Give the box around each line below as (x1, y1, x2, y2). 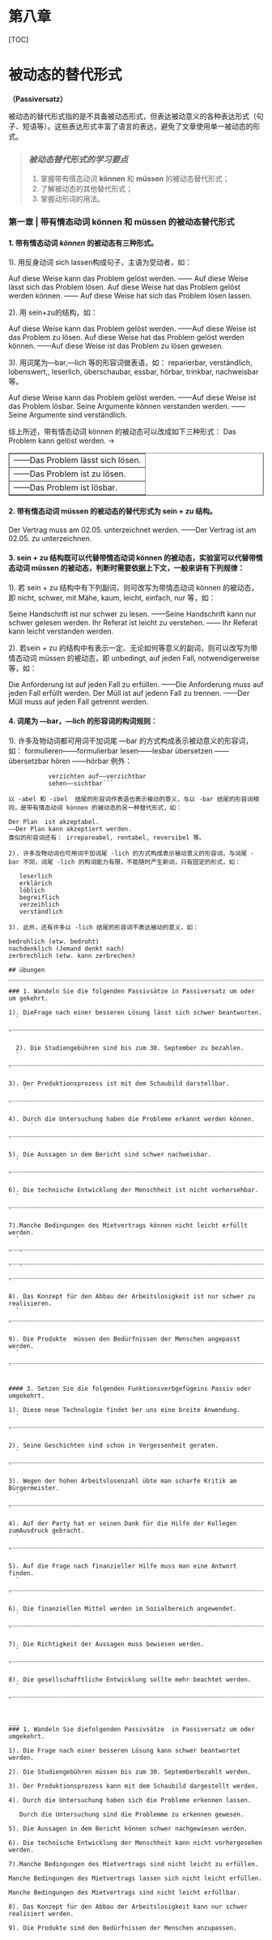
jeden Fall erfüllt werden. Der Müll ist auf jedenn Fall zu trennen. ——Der (8, 688, 250, 697)
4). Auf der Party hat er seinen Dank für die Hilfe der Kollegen (8, 1519, 237, 1527)
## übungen (8, 966, 45, 974)
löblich (19, 886, 45, 895)
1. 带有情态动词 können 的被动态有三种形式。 (8, 238, 159, 247)
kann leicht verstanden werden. (8, 626, 114, 636)
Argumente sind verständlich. (28, 410, 128, 420)
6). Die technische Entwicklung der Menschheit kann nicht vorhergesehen (8, 1839, 263, 1847)
